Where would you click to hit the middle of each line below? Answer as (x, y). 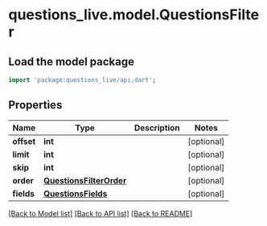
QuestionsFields (75, 193)
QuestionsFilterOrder (85, 180)
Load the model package (72, 62)
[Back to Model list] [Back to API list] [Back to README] (101, 213)
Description (157, 128)
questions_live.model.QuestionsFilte (134, 15)
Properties (35, 105)
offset (24, 141)
